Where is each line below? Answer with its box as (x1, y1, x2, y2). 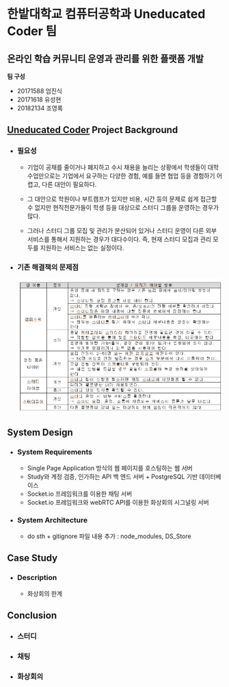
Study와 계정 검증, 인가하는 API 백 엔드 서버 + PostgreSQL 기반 (27, 472, 198, 481)
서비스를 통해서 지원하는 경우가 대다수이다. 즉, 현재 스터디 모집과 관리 (27, 234, 212, 243)
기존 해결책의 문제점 (16, 262, 79, 272)
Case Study (7, 553, 58, 564)
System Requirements (16, 447, 93, 457)
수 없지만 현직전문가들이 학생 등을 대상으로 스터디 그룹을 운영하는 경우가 (27, 203, 219, 211)
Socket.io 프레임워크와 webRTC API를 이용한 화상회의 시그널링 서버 (27, 498, 210, 506)
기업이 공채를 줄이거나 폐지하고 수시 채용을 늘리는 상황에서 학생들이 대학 (27, 162, 219, 171)
